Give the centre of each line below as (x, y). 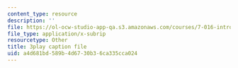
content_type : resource (42, 14)
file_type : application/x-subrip (57, 34)
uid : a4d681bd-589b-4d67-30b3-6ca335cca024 (73, 54)
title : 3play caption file (47, 47)
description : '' (31, 21)
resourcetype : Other (38, 40)
